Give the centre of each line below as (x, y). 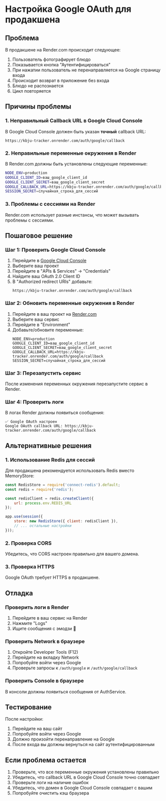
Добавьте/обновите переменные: (48, 330)
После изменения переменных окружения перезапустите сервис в (77, 384)
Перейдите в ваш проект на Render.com (55, 314)
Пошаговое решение (39, 236)
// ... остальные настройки (43, 526)
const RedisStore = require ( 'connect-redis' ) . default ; (63, 485)
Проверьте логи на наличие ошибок (50, 783)
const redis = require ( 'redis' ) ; (40, 489)
